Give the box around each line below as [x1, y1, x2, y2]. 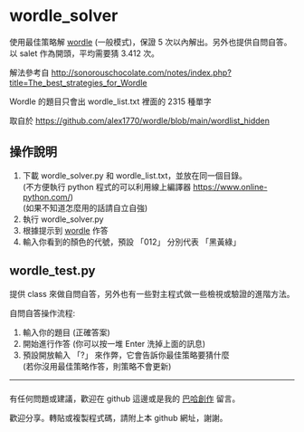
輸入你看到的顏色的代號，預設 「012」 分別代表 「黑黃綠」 [22, 236, 242, 247]
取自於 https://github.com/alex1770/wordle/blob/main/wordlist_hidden [9, 115, 270, 126]
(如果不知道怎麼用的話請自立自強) [22, 202, 148, 213]
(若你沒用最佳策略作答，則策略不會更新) [22, 360, 172, 371]
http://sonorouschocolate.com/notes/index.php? [51, 67, 233, 78]
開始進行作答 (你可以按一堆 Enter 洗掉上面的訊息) [22, 338, 206, 349]
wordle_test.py [9, 264, 96, 279]
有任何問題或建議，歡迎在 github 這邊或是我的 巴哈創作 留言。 [9, 393, 241, 404]
